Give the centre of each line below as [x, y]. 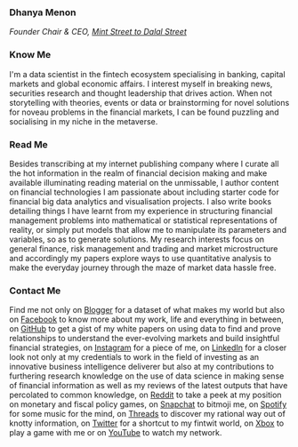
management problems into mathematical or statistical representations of [143, 220]
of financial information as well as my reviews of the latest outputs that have [149, 386]
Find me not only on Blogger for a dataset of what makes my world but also [147, 310]
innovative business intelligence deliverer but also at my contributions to [141, 367]
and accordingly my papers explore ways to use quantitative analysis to [141, 258]
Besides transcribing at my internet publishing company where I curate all [144, 164]
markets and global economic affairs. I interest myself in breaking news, [141, 84]
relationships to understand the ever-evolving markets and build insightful [145, 339]
